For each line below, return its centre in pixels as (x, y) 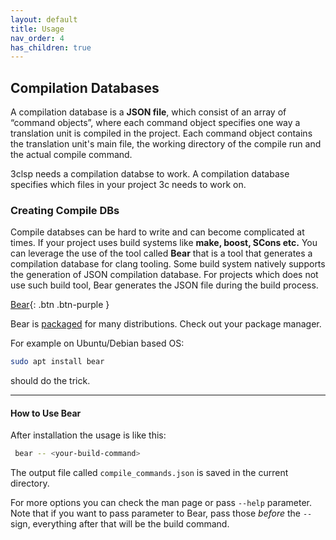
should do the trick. (50, 381)
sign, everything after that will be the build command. (120, 524)
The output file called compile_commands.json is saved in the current (149, 473)
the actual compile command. (71, 155)
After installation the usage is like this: (88, 435)
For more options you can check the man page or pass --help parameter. (161, 503)
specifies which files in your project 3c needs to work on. (128, 185)
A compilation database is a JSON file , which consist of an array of (148, 112)
